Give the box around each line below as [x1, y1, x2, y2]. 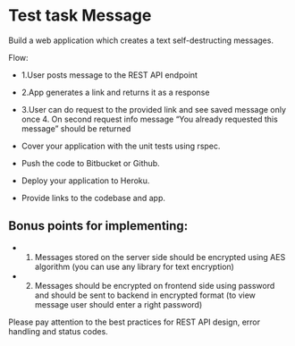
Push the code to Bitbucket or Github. [21, 157, 160, 168]
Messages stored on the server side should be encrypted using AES [34, 251, 286, 262]
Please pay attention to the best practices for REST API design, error [8, 316, 261, 327]
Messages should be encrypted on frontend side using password [34, 280, 275, 291]
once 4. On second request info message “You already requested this [21, 114, 278, 124]
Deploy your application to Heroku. [21, 175, 150, 186]
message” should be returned [21, 122, 131, 134]
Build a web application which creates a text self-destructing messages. [8, 35, 274, 46]
